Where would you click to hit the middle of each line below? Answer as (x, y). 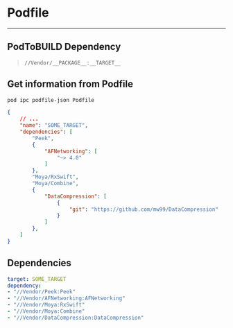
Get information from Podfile (70, 84)
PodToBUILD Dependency (64, 47)
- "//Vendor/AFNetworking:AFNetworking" (67, 299)
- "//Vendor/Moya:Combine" (46, 311)
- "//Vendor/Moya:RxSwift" (46, 305)
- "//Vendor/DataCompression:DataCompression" (76, 318)
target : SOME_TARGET (37, 279)
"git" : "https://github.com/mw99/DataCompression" (144, 209)
